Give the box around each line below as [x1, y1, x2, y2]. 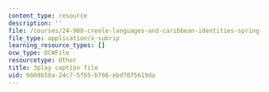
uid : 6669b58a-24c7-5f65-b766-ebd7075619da [8, 71, 156, 79]
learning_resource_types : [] [8, 42, 106, 50]
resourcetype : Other [8, 57, 78, 65]
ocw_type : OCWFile [8, 49, 70, 57]
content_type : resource [8, 11, 88, 20]
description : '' [8, 19, 62, 27]
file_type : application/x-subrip [8, 34, 120, 42]
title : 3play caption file [8, 64, 98, 72]
